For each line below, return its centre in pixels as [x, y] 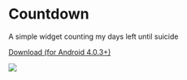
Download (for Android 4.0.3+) [60, 52]
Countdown [49, 14]
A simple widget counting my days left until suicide [93, 36]
